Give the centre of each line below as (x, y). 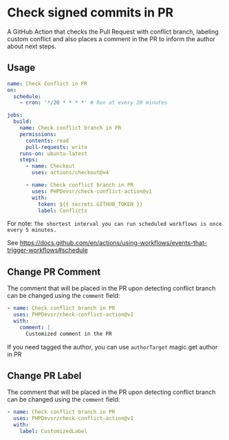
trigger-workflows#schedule (47, 250)
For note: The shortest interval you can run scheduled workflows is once (115, 224)
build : (23, 121)
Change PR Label (44, 375)
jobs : (15, 115)
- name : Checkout (50, 166)
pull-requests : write (56, 147)
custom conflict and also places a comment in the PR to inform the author (111, 38)
